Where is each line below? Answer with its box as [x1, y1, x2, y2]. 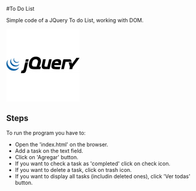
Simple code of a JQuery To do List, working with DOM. [6, 17, 144, 23]
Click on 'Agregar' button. [14, 153, 79, 160]
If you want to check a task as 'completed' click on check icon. [14, 160, 171, 167]
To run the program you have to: [6, 129, 86, 137]
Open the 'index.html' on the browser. [14, 141, 108, 148]
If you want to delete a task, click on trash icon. [14, 166, 132, 173]
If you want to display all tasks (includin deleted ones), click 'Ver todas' [14, 172, 191, 180]
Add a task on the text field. [14, 147, 83, 154]
